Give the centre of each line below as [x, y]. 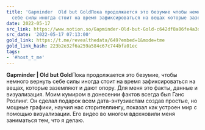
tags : [13, 52]
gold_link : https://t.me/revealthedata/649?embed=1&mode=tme [86, 40]
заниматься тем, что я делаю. [45, 120]
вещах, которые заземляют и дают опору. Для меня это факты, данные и [102, 88]
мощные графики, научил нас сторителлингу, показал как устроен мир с [102, 107]
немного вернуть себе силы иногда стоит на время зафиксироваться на [101, 81]
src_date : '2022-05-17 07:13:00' [49, 35]
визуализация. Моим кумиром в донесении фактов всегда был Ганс [95, 94]
